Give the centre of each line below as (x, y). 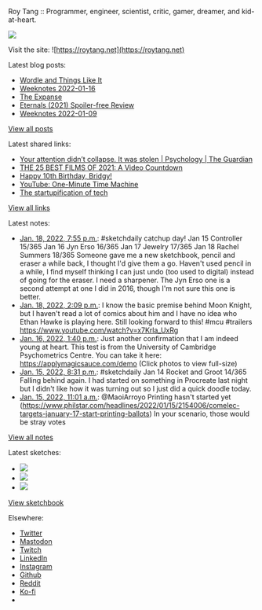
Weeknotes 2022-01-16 (57, 88)
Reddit (30, 583)
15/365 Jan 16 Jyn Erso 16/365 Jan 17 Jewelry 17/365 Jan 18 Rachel (129, 246)
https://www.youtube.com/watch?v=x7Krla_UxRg (99, 330)
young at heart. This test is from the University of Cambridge (118, 347)
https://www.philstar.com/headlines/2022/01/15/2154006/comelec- (131, 405)
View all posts (31, 129)
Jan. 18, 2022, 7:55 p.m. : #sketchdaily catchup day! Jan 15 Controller (131, 238)
